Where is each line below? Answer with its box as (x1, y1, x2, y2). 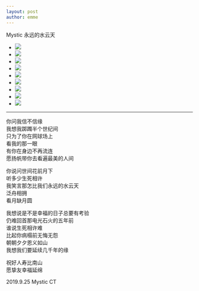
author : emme (6, 14, 38, 20)
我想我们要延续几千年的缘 (6, 246, 69, 253)
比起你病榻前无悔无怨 (6, 231, 58, 238)
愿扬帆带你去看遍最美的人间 (6, 154, 74, 161)
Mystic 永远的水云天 (6, 31, 55, 38)
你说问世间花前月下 (6, 167, 53, 174)
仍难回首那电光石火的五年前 (6, 216, 74, 224)
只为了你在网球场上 (6, 132, 53, 140)
